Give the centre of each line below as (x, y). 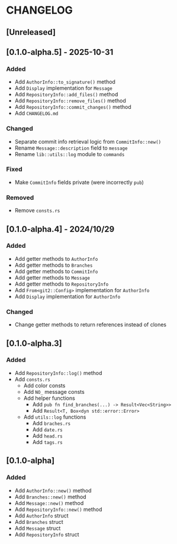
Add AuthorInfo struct (42, 516)
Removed (20, 197)
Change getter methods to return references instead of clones (91, 325)
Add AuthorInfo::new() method (53, 490)
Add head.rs (48, 436)
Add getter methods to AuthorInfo (56, 258)
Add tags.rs (48, 442)
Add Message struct (38, 528)
